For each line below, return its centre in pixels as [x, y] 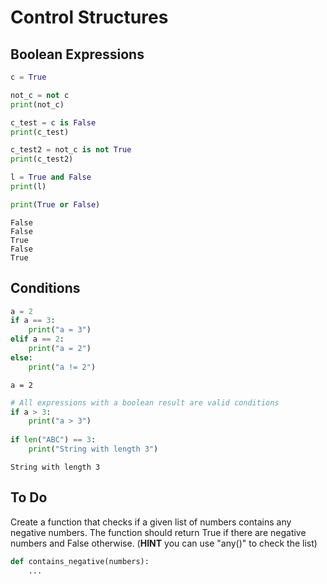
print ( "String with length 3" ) [93, 449]
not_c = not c [40, 95]
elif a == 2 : [37, 339]
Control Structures [89, 17]
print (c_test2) [42, 159]
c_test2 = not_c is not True [71, 150]
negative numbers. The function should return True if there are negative [158, 532]
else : [21, 357]
